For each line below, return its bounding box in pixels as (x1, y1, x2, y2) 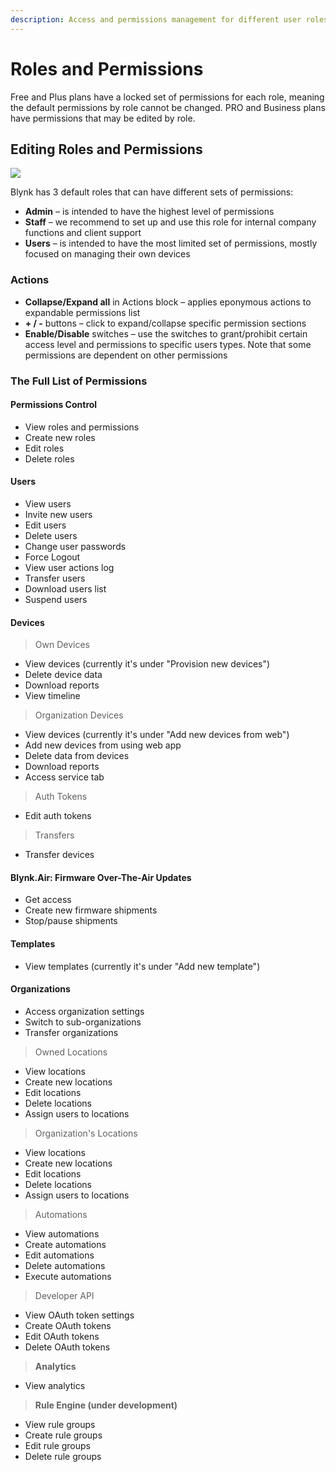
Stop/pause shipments (24, 915, 118, 927)
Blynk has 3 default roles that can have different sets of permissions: (10, 186, 294, 198)
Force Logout (24, 551, 81, 563)
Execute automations (24, 1270, 112, 1282)
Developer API (34, 1289, 95, 1301)
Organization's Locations (34, 1127, 138, 1139)
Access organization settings (24, 1005, 145, 1017)
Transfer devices (24, 849, 95, 861)
